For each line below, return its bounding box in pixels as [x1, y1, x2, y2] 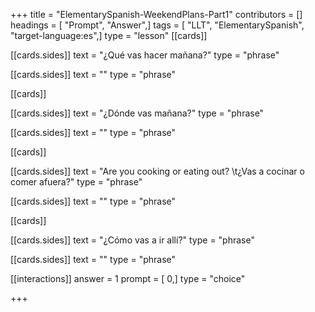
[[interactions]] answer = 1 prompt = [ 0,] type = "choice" [10, 273, 246, 284]
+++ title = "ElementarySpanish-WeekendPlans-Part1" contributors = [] [10, 9, 303, 20]
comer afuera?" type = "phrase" [10, 176, 143, 188]
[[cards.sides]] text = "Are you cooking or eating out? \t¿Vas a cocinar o [10, 165, 305, 177]
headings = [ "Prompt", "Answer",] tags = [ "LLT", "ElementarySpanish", [10, 19, 305, 31]
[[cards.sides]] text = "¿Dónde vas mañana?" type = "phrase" [10, 107, 265, 119]
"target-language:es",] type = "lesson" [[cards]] [10, 30, 208, 41]
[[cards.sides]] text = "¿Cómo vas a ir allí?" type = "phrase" [10, 234, 255, 246]
